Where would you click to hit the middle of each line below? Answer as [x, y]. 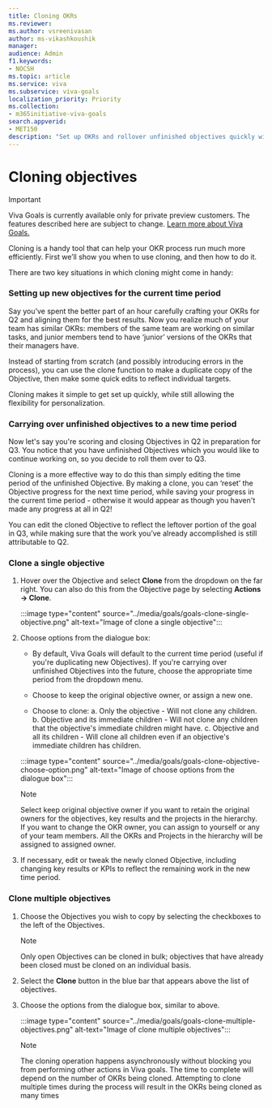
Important [25, 199]
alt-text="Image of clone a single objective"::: [147, 623]
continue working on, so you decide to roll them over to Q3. [107, 459]
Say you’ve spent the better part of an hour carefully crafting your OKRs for [134, 311]
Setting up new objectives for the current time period [115, 293]
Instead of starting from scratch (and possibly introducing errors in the [126, 361]
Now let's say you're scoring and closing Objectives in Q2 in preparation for [135, 442]
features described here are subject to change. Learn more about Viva [126, 223]
